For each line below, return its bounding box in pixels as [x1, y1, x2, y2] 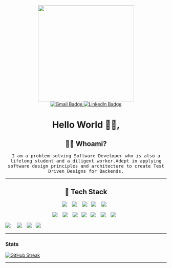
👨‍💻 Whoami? [65, 139, 107, 148]
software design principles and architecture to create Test [7, 163, 165, 169]
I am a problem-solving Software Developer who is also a [12, 153, 160, 158]
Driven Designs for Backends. [48, 169, 124, 174]
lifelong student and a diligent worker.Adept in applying [10, 158, 162, 163]
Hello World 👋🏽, [52, 119, 120, 131]
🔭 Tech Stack [64, 188, 107, 196]
